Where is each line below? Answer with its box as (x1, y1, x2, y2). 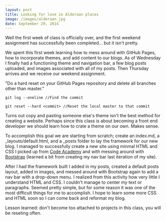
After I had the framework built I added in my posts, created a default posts (5, 163, 159, 169)
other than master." (5, 85, 45, 92)
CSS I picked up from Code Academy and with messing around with (5, 148, 144, 154)
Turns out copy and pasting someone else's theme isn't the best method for (5, 113, 161, 119)
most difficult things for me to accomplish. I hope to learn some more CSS (5, 190, 157, 196)
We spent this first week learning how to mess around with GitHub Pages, (5, 50, 156, 56)
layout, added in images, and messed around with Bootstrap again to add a (5, 169, 159, 175)
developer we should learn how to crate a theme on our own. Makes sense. (5, 123, 160, 129)
